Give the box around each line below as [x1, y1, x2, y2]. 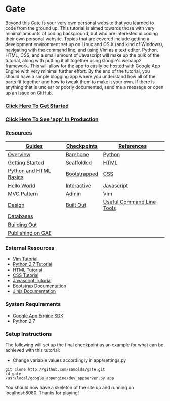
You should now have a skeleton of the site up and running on [5, 384, 134, 390]
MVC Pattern [8, 190, 38, 197]
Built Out [65, 202, 87, 209]
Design [8, 202, 25, 209]
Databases [8, 213, 33, 220]
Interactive [65, 182, 91, 189]
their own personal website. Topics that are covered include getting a [5, 36, 150, 42]
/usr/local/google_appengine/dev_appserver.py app [5, 375, 114, 381]
